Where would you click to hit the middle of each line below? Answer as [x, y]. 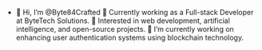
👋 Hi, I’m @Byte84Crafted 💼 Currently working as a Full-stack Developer [135, 12]
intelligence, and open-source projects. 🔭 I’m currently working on [125, 29]
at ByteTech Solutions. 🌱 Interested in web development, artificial [123, 21]
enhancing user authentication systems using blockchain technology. [130, 37]
